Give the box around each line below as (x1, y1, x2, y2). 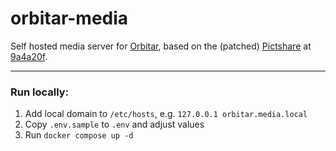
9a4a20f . (10, 50, 48, 62)
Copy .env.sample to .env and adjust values (24, 118, 205, 131)
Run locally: (10, 85, 70, 99)
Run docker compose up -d (24, 129, 134, 141)
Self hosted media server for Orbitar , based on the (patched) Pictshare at (10, 40, 312, 52)
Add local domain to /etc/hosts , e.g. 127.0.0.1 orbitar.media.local (24, 108, 308, 120)
